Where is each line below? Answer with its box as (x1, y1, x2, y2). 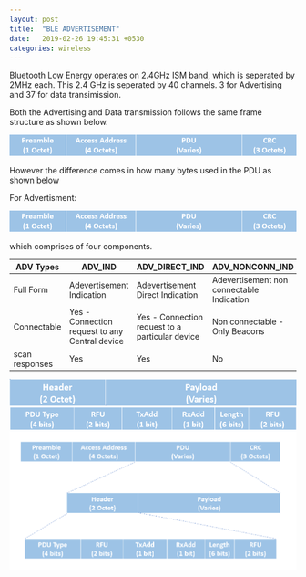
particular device (136, 330, 200, 341)
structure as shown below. (9, 117, 108, 128)
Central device (68, 336, 125, 347)
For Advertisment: (9, 193, 77, 204)
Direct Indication (136, 288, 199, 300)
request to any (68, 326, 124, 337)
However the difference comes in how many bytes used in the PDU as (9, 165, 272, 176)
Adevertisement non (212, 275, 289, 286)
